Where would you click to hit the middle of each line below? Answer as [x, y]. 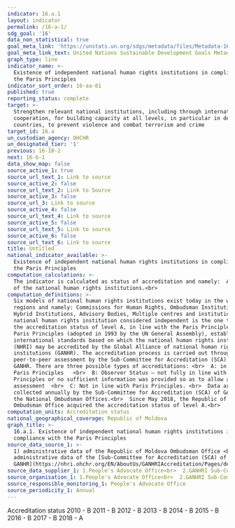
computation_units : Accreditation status [69, 412]
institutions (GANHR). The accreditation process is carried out [111, 353]
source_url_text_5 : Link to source [59, 229]
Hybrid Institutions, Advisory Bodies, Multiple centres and [105, 314]
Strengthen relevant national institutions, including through [107, 112]
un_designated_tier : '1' [43, 145]
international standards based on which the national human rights [114, 340]
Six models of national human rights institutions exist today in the [119, 301]
